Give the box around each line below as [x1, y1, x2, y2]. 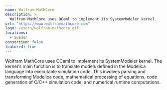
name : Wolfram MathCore [5, 7, 55, 12]
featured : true [5, 44, 37, 49]
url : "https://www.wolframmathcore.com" [5, 21, 91, 26]
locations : [5, 30, 28, 35]
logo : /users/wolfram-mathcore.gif [5, 26, 79, 31]
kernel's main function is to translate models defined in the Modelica [5, 63, 146, 69]
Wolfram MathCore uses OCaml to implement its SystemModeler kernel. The [5, 58, 162, 64]
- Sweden [9, 35, 28, 40]
